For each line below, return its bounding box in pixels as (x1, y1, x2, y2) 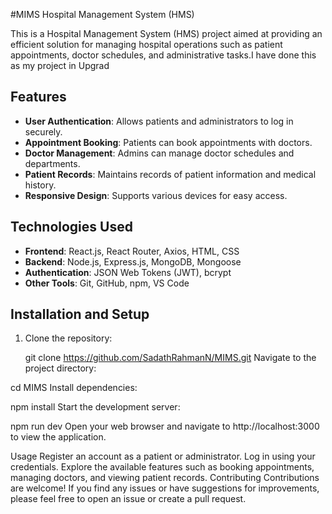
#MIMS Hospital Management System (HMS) (10, 9, 195, 20)
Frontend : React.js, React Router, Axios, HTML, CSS (24, 245, 240, 257)
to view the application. (10, 431, 107, 443)
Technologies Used (10, 219, 133, 236)
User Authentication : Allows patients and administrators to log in (24, 115, 294, 127)
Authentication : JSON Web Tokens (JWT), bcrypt (24, 266, 232, 278)
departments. (24, 157, 81, 169)
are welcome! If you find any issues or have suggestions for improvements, (10, 482, 320, 494)
